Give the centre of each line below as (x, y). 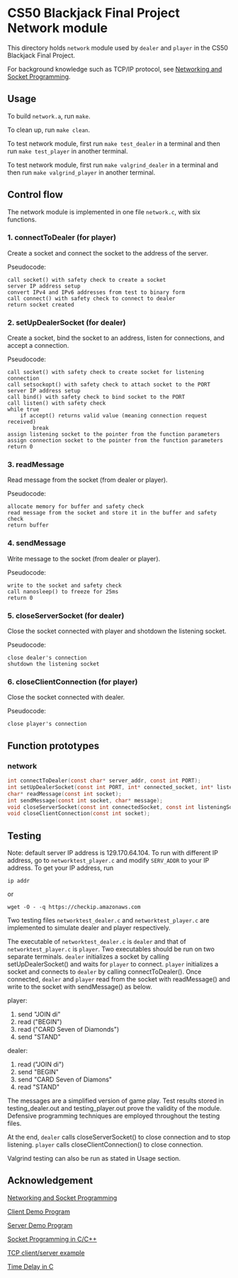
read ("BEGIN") (40, 1022)
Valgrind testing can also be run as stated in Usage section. (94, 1159)
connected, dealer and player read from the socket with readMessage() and (119, 979)
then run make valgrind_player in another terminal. (81, 172)
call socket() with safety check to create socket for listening (106, 373)
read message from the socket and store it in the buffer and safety (112, 513)
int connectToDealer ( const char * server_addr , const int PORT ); (104, 781)
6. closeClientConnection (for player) (73, 681)
